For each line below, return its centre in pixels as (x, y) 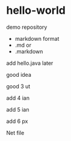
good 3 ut (18, 86)
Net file (15, 133)
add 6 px (17, 121)
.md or (23, 45)
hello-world (36, 10)
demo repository (27, 27)
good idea (19, 74)
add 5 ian (18, 109)
